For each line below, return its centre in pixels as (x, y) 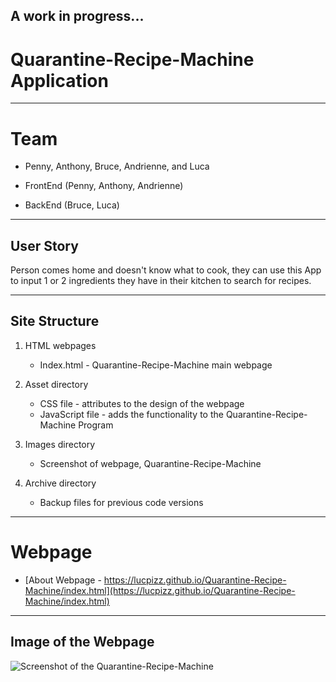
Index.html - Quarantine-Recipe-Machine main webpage (156, 365)
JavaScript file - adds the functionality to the (131, 414)
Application (59, 80)
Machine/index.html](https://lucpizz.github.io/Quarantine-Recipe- (160, 590)
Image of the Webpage (82, 642)
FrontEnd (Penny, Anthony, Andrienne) (104, 186)
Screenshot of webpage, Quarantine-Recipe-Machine (150, 463)
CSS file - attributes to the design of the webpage (142, 403)
